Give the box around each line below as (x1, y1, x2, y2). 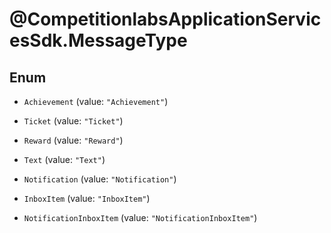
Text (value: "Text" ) (23, 154, 106, 165)
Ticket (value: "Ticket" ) (23, 115, 124, 127)
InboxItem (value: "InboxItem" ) (23, 193, 151, 204)
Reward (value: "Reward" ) (23, 134, 124, 146)
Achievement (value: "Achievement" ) (23, 96, 169, 107)
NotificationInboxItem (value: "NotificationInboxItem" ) (23, 212, 258, 223)
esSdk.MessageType (9, 29, 188, 52)
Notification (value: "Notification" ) (23, 173, 177, 185)
